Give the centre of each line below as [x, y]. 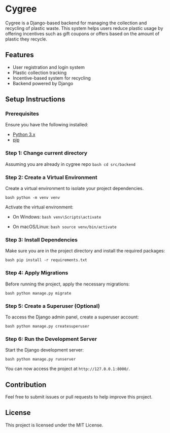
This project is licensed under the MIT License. [54, 425]
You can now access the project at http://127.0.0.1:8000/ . [68, 369]
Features [20, 55]
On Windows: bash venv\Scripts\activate [57, 217]
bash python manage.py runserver [41, 359]
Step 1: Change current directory [46, 153]
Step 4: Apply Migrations [37, 273]
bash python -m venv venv [32, 198]
